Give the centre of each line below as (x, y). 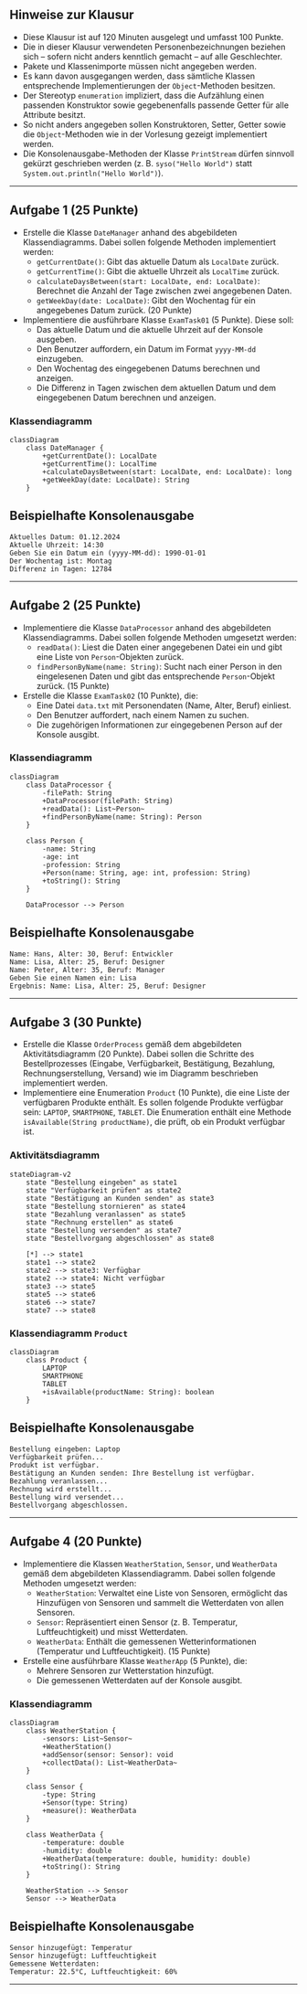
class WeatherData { (65, 1835)
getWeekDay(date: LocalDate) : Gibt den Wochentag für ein (146, 300)
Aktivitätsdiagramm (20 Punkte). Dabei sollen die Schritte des (138, 1054)
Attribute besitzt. (54, 114)
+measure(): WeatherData (90, 1810)
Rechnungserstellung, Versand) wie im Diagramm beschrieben (140, 1074)
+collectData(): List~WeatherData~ (110, 1763)
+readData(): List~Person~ (94, 809)
